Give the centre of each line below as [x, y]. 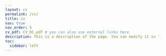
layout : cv [16, 9]
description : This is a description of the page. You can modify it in [80, 37]
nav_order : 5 [19, 28]
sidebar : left [24, 46]
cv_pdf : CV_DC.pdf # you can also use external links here [67, 32]
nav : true [15, 23]
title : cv [15, 19]
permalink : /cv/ [22, 14]
